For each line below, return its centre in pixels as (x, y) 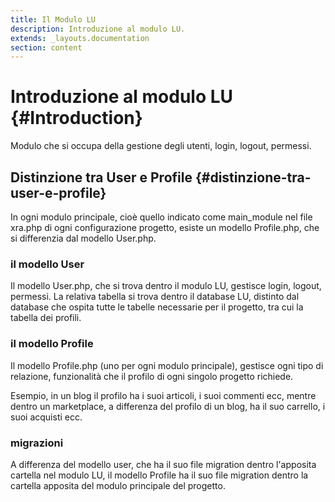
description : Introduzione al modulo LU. (98, 29)
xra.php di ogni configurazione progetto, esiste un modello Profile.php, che (165, 227)
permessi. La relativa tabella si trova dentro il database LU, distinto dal (155, 297)
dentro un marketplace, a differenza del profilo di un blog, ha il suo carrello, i (168, 406)
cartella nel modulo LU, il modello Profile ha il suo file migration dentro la (159, 475)
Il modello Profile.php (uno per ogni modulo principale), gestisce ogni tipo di (167, 365)
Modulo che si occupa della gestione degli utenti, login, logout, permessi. (161, 146)
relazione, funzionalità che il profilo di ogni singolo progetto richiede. (152, 376)
